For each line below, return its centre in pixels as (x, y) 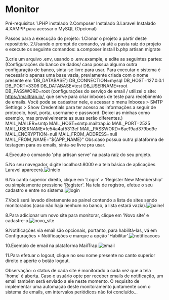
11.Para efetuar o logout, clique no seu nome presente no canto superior (80, 255)
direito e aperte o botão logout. (37, 261)
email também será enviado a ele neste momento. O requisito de (72, 281)
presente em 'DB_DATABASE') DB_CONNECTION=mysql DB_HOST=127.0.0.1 (85, 80)
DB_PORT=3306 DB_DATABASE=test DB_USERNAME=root (66, 86)
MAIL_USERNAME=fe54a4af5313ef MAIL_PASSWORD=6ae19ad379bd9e (81, 129)
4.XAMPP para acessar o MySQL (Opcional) (51, 28)
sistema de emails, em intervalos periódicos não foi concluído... (72, 292)
